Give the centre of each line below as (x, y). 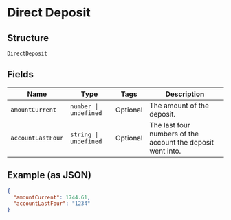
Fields (21, 74)
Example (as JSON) (49, 175)
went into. (165, 151)
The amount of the (179, 106)
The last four (169, 125)
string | (84, 134)
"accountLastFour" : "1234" (52, 204)
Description (185, 94)
